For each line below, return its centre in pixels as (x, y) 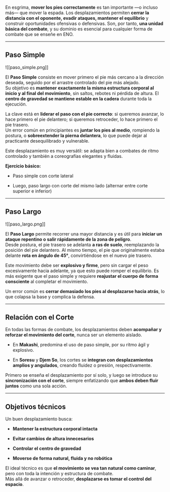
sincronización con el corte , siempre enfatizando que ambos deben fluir (82, 381)
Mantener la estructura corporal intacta (55, 429)
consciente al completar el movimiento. (47, 281)
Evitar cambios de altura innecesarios (53, 439)
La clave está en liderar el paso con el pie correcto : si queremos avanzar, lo (85, 114)
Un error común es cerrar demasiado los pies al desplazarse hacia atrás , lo (85, 291)
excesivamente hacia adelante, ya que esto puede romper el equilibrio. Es (82, 271)
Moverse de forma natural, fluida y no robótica (62, 458)
